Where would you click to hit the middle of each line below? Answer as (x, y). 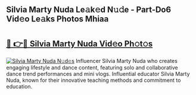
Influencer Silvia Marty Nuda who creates (126, 61)
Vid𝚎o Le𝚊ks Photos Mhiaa (57, 19)
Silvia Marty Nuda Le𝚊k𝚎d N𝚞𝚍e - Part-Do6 (89, 10)
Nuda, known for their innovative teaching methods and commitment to (94, 80)
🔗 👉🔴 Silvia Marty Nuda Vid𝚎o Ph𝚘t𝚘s (80, 44)
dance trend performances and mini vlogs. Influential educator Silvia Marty (98, 74)
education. (19, 86)
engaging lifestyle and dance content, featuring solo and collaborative (92, 67)
